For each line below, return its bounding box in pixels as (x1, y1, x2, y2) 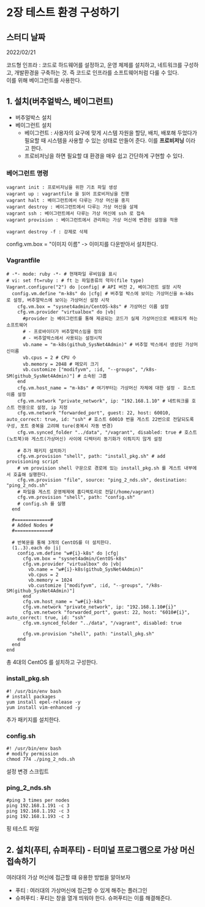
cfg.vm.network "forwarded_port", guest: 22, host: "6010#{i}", (22, 609, 190, 616)
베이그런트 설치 (15, 121, 52, 129)
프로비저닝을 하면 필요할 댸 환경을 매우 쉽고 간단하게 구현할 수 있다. (24, 152, 185, 160)
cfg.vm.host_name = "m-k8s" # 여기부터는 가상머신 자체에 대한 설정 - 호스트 (17, 385, 196, 392)
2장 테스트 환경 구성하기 (6, 6, 120, 20)
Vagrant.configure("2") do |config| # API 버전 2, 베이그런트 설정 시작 (6, 284, 182, 290)
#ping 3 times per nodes (6, 797, 70, 804)
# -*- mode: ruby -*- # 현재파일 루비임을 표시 (6, 271, 117, 277)
